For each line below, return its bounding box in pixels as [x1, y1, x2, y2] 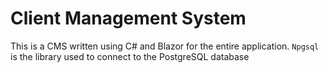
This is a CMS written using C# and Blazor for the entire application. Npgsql [10, 40, 320, 52]
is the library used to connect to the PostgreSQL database [10, 50, 250, 62]
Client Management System [10, 7, 247, 30]
